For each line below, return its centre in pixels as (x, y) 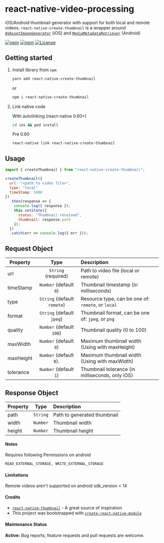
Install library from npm (34, 70)
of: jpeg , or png (97, 319)
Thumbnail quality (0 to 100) (113, 330)
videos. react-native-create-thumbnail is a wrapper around (65, 27)
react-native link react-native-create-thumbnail (64, 143)
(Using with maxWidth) (107, 361)
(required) (56, 276)
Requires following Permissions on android (48, 455)
